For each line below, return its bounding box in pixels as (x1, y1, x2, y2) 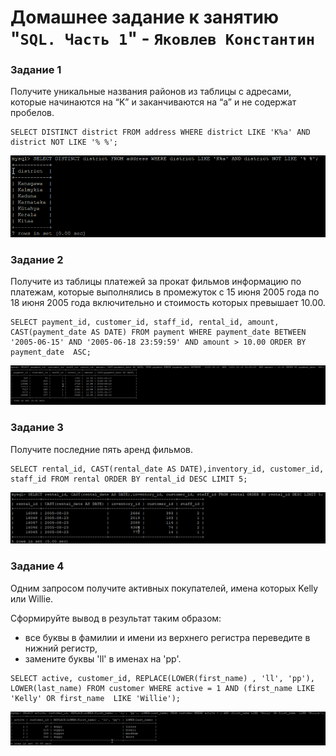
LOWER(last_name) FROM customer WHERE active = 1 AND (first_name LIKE (10, 683, 315, 693)
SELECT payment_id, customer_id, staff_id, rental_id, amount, (10, 317, 280, 327)
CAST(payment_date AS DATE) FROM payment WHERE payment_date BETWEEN (10, 327, 307, 337)
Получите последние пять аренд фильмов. (10, 443, 194, 455)
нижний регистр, (24, 642, 98, 654)
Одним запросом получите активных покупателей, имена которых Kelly (10, 582, 319, 594)
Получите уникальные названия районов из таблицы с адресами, (10, 86, 292, 98)
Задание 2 (10, 252, 64, 266)
